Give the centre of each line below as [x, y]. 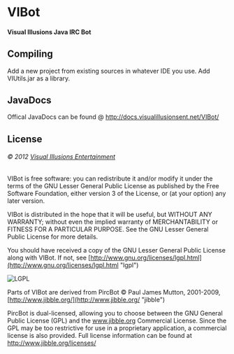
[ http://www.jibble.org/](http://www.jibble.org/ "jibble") [86, 299]
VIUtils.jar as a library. [39, 78]
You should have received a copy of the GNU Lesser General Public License [116, 250]
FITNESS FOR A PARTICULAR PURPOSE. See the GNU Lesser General [108, 229]
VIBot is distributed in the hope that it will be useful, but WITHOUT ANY [110, 214]
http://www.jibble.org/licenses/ [52, 343]
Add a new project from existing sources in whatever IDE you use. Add [109, 71]
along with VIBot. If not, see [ [49, 257]
